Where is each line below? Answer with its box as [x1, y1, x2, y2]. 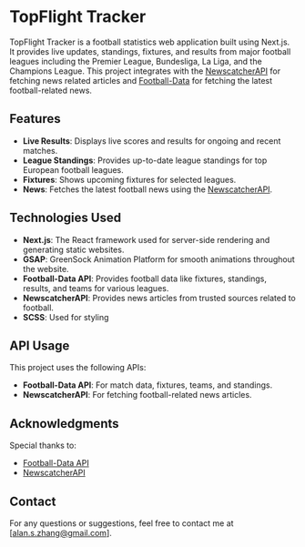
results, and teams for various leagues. [22, 282, 169, 293]
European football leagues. [22, 164, 125, 175]
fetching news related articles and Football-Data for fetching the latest [9, 75, 273, 86]
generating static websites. [22, 244, 125, 255]
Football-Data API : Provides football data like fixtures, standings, [22, 273, 267, 284]
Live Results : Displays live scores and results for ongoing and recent [22, 135, 281, 147]
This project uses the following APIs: [9, 362, 147, 373]
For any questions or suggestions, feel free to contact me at [9, 518, 234, 529]
